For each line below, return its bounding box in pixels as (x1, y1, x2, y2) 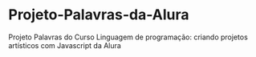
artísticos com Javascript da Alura (8, 40, 122, 50)
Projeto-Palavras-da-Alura (8, 6, 190, 24)
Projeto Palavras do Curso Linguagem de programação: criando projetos (8, 32, 249, 42)
